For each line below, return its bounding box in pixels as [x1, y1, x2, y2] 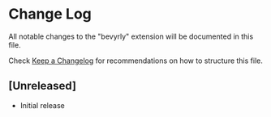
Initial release [19, 100, 65, 110]
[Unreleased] [8, 79, 77, 93]
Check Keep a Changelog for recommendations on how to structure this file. [8, 56, 264, 65]
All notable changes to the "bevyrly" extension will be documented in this [8, 31, 254, 41]
